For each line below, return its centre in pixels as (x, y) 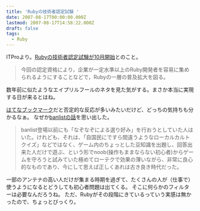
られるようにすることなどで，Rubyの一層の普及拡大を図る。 (95, 77)
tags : (13, 34)
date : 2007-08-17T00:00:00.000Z (46, 17)
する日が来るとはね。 (32, 97)
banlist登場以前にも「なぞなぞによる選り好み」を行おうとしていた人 (104, 130)
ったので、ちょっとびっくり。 (43, 202)
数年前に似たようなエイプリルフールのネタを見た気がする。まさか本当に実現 (100, 89)
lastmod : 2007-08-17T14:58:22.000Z (50, 23)
